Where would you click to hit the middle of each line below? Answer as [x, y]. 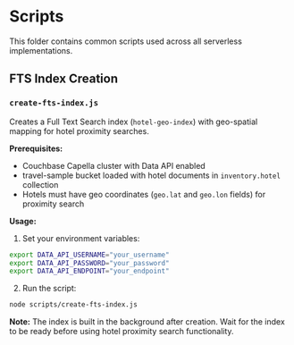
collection [40, 184]
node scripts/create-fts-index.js [74, 305]
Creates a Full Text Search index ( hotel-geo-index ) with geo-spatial [134, 122]
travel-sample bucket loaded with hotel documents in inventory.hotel [151, 175]
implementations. [41, 50]
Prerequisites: [36, 148]
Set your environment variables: [81, 238]
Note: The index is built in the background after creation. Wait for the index [147, 322]
